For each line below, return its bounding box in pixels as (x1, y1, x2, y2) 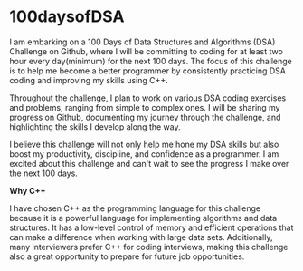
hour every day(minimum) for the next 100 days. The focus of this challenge (9, 55, 292, 66)
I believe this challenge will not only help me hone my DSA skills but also (9, 139, 279, 150)
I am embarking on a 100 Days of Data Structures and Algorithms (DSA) (9, 36, 276, 47)
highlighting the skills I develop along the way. (9, 121, 181, 132)
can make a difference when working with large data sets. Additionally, (9, 231, 273, 242)
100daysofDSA (9, 6, 125, 27)
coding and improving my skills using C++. (9, 74, 169, 85)
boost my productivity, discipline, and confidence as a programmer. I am (9, 148, 279, 160)
